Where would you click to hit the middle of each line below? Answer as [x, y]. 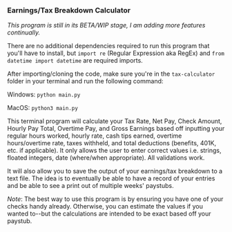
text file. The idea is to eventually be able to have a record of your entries [111, 178]
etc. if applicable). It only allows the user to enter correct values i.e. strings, [114, 151]
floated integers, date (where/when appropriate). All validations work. [106, 158]
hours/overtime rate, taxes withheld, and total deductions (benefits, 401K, [112, 143]
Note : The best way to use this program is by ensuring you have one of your [115, 199]
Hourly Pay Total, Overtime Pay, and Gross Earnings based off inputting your [116, 129]
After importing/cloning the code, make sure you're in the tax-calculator [111, 74]
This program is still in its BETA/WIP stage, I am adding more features [106, 25]
